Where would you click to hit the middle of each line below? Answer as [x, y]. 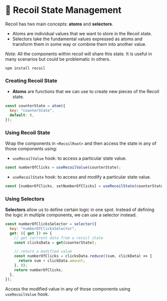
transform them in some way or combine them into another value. [79, 44]
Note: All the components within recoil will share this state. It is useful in [79, 54]
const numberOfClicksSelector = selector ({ [51, 224]
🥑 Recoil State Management [63, 10]
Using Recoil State [28, 132]
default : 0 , [22, 115]
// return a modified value [43, 251]
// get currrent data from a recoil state [59, 238]
